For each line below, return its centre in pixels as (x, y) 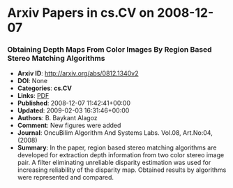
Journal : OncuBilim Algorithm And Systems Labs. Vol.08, (99, 133)
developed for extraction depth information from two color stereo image (121, 155)
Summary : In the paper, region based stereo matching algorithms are (117, 147)
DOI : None (32, 81)
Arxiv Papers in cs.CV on (81, 13)
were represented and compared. (65, 178)
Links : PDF (33, 96)
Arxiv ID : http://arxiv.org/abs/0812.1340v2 (78, 73)
